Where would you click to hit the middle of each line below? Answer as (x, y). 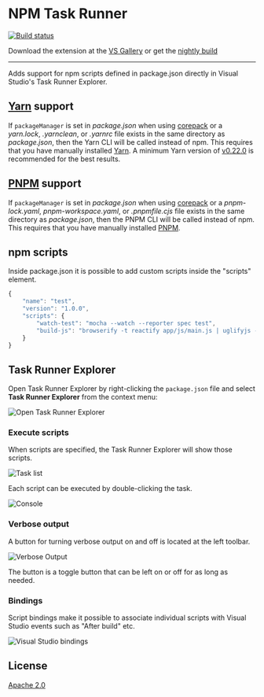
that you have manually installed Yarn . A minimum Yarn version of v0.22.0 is (131, 150)
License (28, 666)
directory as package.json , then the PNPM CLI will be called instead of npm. (132, 219)
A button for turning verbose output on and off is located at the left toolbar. (129, 541)
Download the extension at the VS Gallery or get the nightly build (113, 50)
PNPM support (45, 184)
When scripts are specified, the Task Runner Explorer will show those (121, 450)
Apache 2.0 (27, 684)
